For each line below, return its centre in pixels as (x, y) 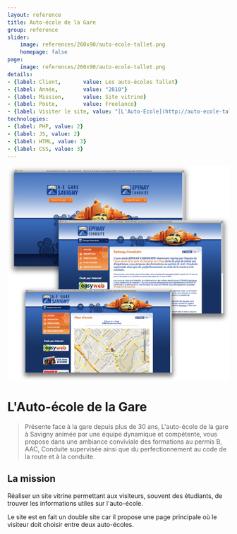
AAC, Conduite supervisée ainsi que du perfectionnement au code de (126, 449)
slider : (19, 37)
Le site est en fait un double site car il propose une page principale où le (112, 517)
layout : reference (34, 15)
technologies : (28, 119)
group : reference (33, 30)
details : (20, 74)
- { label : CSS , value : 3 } (45, 149)
